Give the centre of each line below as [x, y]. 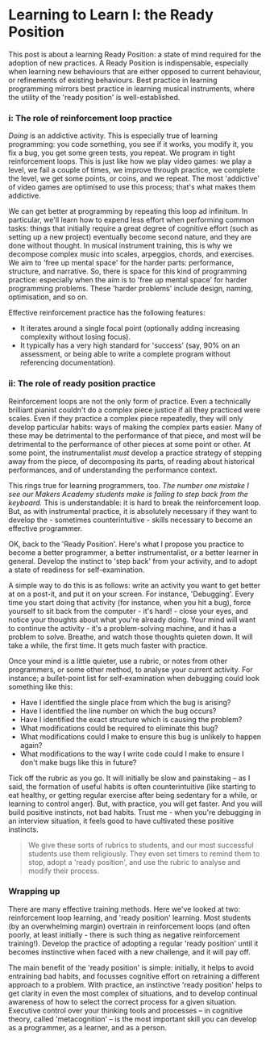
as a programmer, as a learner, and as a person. [88, 1027]
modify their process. [64, 871]
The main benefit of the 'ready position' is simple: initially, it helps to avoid [131, 967]
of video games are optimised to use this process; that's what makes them [132, 187]
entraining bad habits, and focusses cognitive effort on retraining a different [134, 976]
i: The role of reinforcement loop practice [90, 118]
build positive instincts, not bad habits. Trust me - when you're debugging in [135, 812]
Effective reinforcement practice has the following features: [107, 313]
